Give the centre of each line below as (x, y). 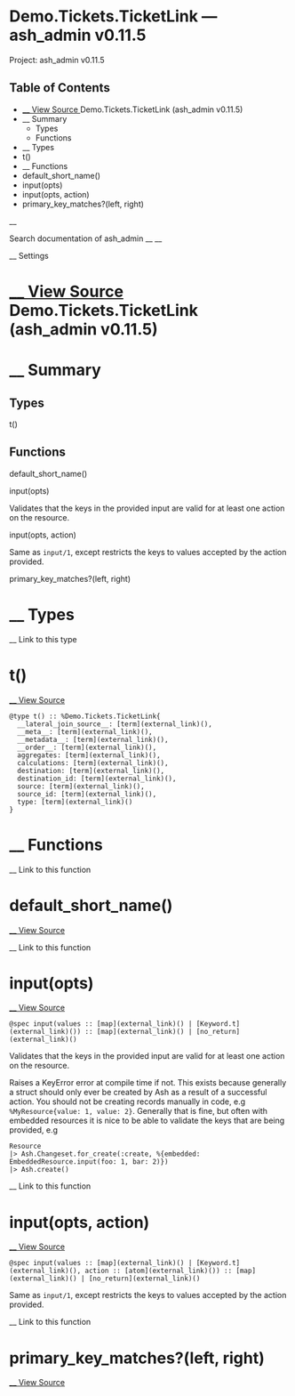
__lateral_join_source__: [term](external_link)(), (115, 724)
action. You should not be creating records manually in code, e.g (128, 1101)
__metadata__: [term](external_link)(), (93, 739)
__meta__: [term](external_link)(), (85, 731)
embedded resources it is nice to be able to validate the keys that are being (147, 1121)
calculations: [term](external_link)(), (93, 763)
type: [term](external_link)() (75, 802)
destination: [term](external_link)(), (91, 771)
